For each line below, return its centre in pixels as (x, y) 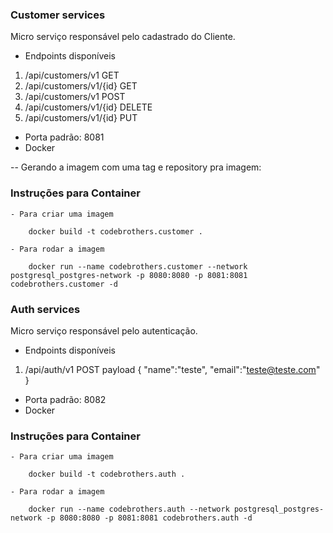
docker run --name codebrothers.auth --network (129, 509)
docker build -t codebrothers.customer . (115, 231)
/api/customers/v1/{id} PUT (81, 118)
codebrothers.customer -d (64, 284)
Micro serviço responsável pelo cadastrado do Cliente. (123, 37)
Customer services (58, 15)
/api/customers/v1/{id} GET (81, 86)
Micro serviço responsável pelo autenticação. (104, 330)
